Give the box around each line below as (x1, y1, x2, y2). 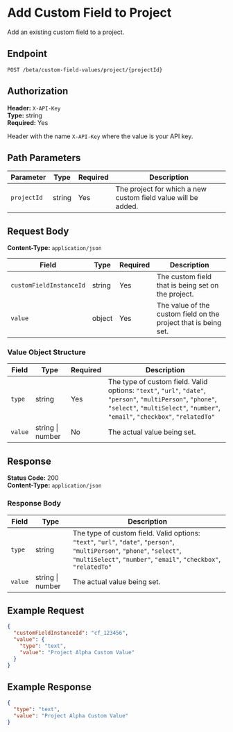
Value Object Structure (7, 347, 86, 357)
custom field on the (156, 309, 220, 319)
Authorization (7, 85, 69, 97)
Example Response (7, 681, 92, 692)
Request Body (7, 225, 69, 237)
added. (115, 201, 139, 211)
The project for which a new (115, 184, 207, 194)
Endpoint (7, 48, 47, 60)
